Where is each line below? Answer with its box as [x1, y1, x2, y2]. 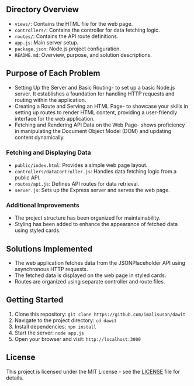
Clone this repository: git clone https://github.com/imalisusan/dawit [14, 310, 186, 317]
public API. [14, 174, 41, 181]
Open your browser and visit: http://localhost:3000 [14, 335, 141, 342]
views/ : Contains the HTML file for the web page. [14, 20, 133, 27]
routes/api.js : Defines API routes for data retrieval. [14, 180, 140, 187]
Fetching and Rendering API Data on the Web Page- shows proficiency [14, 121, 185, 128]
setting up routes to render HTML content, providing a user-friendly [14, 108, 178, 116]
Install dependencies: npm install [14, 323, 96, 330]
